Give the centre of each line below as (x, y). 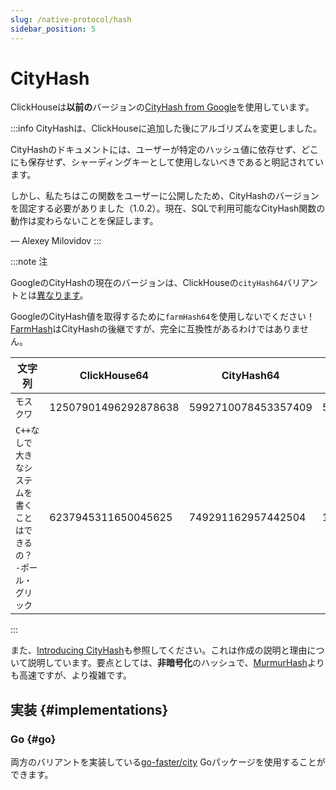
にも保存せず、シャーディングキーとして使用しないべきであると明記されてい (167, 162)
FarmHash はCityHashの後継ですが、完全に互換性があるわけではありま (155, 329)
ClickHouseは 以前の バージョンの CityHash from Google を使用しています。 (162, 107)
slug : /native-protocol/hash (71, 19)
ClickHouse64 (114, 376)
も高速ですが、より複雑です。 (71, 675)
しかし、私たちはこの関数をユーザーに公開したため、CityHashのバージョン (165, 196)
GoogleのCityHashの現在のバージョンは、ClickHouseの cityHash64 (147, 283)
